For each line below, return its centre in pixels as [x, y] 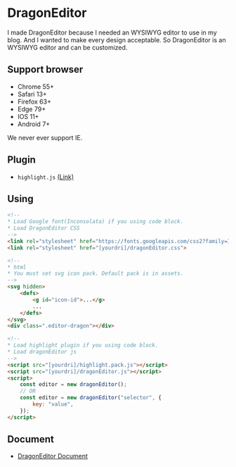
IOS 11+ [28, 116]
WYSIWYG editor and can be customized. [67, 47]
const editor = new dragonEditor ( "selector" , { [91, 398]
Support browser [45, 69]
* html [17, 267]
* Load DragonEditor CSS [44, 228]
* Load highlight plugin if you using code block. [83, 345]
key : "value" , [53, 404]
